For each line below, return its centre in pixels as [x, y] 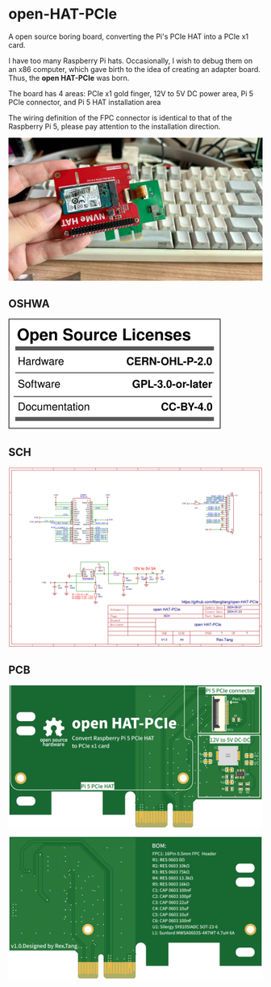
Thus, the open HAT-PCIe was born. [69, 78]
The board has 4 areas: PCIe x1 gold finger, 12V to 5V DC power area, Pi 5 [131, 93]
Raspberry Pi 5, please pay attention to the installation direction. [115, 126]
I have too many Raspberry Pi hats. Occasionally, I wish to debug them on [130, 61]
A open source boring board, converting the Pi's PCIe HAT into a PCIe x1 [128, 36]
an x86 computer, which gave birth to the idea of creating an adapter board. [134, 69]
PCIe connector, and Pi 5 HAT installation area [85, 102]
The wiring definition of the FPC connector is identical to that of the [120, 117]
